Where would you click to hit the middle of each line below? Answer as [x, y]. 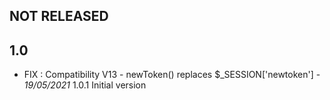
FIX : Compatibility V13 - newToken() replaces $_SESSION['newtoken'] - [172, 75]
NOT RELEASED [59, 16]
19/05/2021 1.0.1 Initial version [85, 85]
